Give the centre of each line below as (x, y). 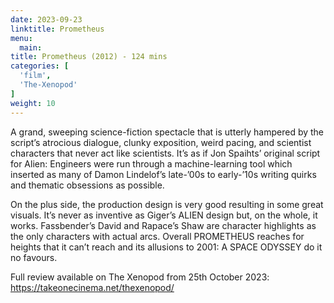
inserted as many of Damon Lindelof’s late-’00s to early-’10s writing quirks (163, 174)
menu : (21, 38)
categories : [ (40, 66)
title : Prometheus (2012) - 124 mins (89, 57)
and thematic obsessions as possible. (87, 185)
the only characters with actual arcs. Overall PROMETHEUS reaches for (157, 236)
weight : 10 (33, 103)
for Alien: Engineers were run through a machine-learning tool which (151, 163)
